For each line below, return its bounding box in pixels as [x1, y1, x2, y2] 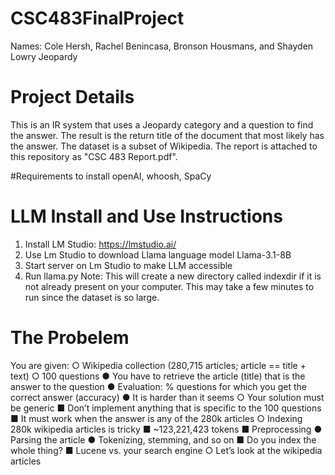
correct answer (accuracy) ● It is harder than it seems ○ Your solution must [10, 391, 325, 403]
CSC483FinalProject [10, 7, 185, 30]
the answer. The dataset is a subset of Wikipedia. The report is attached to [10, 140, 318, 152]
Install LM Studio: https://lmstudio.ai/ [24, 238, 177, 250]
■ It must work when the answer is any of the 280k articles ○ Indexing [10, 412, 303, 424]
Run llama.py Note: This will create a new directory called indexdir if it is [24, 270, 322, 282]
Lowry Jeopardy [10, 50, 78, 62]
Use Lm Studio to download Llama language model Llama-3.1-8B [24, 248, 292, 261]
